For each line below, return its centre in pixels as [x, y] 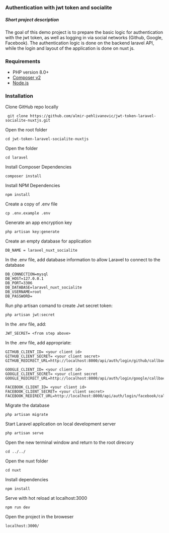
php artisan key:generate [32, 232]
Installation [19, 96]
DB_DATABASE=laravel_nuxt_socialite [44, 288]
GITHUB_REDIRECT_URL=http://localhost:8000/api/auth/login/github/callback [86, 361]
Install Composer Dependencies [38, 167]
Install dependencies [27, 480]
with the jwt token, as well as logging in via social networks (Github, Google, [84, 37]
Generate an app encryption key [38, 222]
